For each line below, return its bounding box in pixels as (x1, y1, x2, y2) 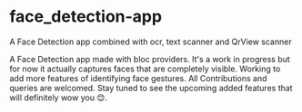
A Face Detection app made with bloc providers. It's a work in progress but (9, 53, 291, 64)
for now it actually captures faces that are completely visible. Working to (9, 63, 281, 74)
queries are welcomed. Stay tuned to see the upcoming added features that (9, 82, 293, 93)
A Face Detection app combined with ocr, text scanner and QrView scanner (9, 36, 293, 47)
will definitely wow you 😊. (9, 92, 107, 103)
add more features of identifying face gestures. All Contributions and (9, 72, 267, 83)
